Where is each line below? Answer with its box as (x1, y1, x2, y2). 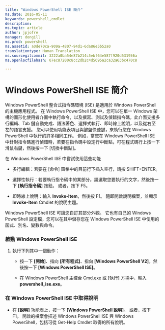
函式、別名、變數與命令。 (5, 222, 57, 228)
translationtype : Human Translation (5, 48, 80, 53)
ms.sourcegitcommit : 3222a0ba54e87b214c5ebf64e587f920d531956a (5, 53, 137, 58)
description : (5, 21, 32, 26)
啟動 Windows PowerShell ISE (5, 236, 78, 243)
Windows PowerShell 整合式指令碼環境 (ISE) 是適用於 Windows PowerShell (5, 102, 157, 108)
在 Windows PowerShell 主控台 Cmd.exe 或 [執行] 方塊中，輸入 (19, 275, 147, 281)
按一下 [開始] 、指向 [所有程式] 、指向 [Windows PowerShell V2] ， (19, 258, 153, 264)
